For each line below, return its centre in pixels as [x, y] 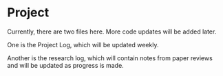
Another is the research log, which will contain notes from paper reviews [110, 58]
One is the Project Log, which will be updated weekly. [83, 45]
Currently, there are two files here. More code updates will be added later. [112, 31]
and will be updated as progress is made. [65, 65]
